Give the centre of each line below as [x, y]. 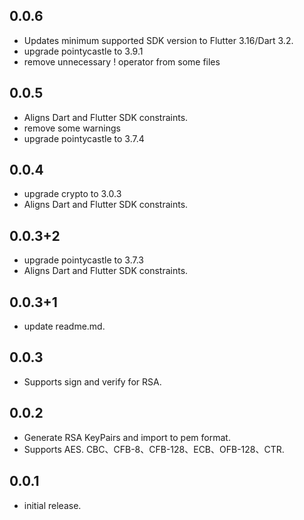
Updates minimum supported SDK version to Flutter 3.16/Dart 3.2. [158, 40]
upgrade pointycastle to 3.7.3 [83, 260]
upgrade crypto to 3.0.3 [72, 194]
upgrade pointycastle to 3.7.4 [84, 138]
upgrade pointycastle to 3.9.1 [83, 51]
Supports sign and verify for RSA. [92, 381]
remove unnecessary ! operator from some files [122, 61]
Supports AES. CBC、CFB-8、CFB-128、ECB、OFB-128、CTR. [154, 449]
